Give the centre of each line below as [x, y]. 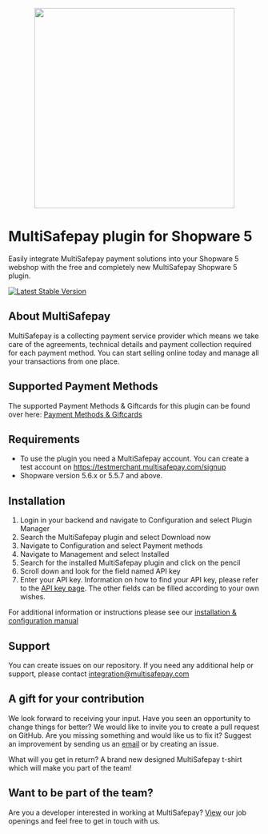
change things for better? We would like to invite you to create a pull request [134, 727]
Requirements [44, 439]
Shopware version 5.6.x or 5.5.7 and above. [91, 476]
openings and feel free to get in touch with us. [84, 820]
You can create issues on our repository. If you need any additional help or [131, 665]
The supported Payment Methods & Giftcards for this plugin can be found [129, 405]
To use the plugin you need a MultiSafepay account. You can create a [134, 459]
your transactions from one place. [64, 361]
